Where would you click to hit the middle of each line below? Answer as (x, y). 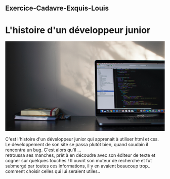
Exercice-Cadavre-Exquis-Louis (57, 8)
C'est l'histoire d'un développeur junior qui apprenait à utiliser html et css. (82, 139)
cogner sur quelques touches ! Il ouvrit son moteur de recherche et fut (79, 160)
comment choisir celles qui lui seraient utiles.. (53, 171)
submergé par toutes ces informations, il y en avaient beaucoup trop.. (78, 166)
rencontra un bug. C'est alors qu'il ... (44, 150)
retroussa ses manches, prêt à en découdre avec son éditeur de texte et (80, 155)
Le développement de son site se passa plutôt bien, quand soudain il (77, 144)
